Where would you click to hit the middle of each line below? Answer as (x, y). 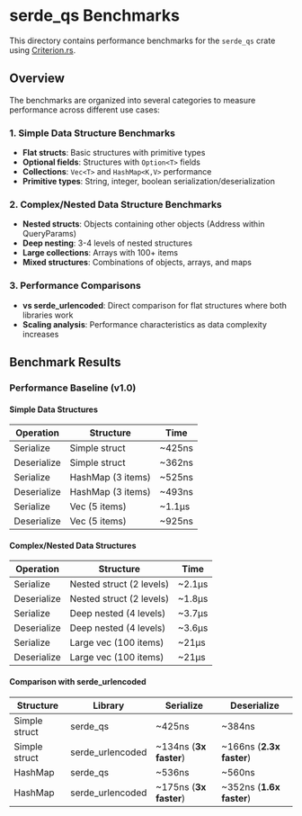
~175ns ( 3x (181, 786)
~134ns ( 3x (181, 746)
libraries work (48, 315)
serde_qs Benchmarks (94, 16)
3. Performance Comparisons (75, 286)
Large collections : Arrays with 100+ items (100, 253)
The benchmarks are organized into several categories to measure (133, 100)
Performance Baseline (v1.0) (73, 388)
